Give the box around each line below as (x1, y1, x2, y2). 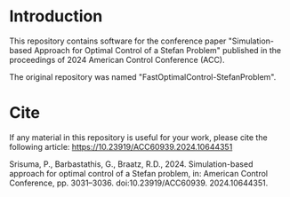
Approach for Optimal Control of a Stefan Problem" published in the (34, 44, 282, 55)
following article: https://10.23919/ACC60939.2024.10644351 (9, 141, 233, 152)
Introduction (9, 6, 103, 27)
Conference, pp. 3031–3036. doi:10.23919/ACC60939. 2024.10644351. (9, 177, 269, 188)
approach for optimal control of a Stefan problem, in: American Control (9, 168, 269, 178)
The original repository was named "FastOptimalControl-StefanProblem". (9, 71, 277, 82)
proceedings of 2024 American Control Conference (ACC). (9, 54, 225, 65)
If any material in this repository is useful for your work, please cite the (9, 131, 269, 143)
